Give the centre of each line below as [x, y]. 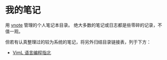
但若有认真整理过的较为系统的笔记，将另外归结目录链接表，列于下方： [78, 42]
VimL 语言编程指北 [32, 52]
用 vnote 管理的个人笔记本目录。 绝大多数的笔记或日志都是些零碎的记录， [81, 25]
